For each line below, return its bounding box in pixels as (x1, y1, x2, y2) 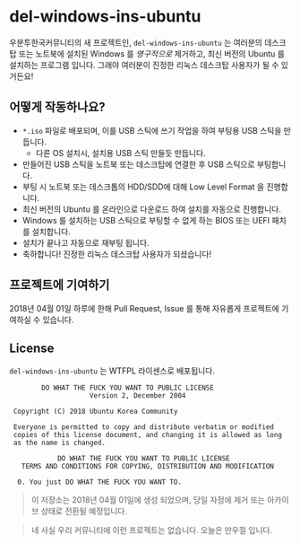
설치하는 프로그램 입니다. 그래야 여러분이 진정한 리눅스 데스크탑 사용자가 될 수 (9, 59, 279, 70)
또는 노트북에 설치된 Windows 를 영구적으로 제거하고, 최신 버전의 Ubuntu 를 (18, 48, 285, 59)
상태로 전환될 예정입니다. (40, 505, 128, 517)
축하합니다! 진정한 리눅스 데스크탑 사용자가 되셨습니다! (21, 249, 212, 259)
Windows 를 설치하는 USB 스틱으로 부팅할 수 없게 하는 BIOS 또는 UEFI (21, 215, 270, 225)
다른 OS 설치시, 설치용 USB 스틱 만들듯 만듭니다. (35, 147, 206, 158)
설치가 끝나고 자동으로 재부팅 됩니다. (21, 237, 150, 248)
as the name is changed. (13, 438, 106, 448)
